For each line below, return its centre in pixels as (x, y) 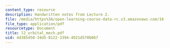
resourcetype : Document (30, 28)
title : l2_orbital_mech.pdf (35, 33)
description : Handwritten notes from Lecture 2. (57, 14)
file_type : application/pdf (35, 24)
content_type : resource (30, 10)
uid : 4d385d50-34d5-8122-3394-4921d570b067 (52, 38)
